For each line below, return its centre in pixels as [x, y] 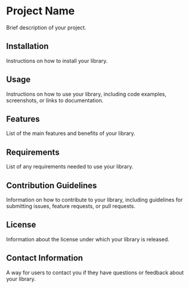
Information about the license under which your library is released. [88, 239]
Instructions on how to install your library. [57, 60]
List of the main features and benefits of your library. [71, 133]
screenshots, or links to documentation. [55, 100]
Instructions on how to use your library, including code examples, [86, 94]
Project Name [41, 11]
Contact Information [45, 258]
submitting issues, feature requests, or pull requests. [71, 206]
